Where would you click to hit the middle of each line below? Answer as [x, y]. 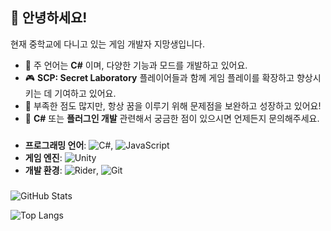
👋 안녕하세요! [49, 18]
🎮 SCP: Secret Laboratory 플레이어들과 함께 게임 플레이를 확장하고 [159, 77]
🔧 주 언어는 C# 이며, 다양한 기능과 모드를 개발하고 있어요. [136, 65]
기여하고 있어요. [85, 93]
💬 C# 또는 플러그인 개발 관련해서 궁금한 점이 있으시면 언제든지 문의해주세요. [172, 118]
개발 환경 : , [62, 170]
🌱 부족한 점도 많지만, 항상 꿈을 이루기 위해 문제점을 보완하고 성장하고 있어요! [173, 105]
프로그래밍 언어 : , [69, 145]
